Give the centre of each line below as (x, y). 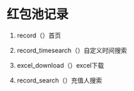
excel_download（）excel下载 (60, 65)
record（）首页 (39, 35)
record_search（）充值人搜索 (60, 80)
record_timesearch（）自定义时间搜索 (72, 50)
